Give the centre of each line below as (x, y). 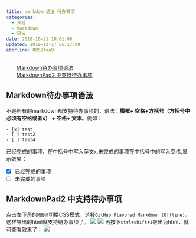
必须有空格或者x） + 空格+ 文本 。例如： (55, 118)
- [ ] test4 (21, 139)
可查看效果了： (24, 229)
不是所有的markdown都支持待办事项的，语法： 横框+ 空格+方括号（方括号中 (98, 110)
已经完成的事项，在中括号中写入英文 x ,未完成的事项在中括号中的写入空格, (94, 151)
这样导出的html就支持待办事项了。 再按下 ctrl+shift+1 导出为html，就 (97, 221)
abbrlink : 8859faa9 (30, 50)
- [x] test (19, 129)
